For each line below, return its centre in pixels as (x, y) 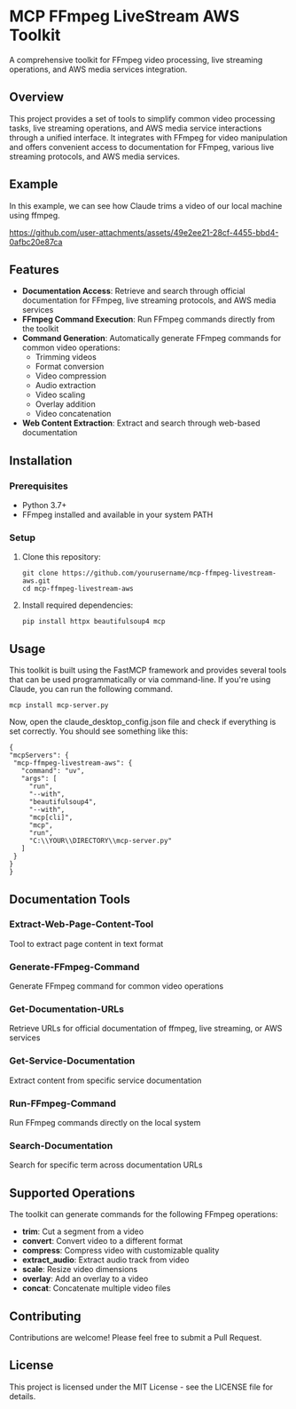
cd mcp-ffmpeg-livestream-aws (78, 589)
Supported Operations (72, 1193)
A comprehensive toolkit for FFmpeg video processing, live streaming (136, 60)
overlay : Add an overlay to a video (85, 1279)
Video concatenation (73, 414)
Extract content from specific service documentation (105, 1080)
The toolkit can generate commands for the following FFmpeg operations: (144, 1214)
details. (23, 1396)
